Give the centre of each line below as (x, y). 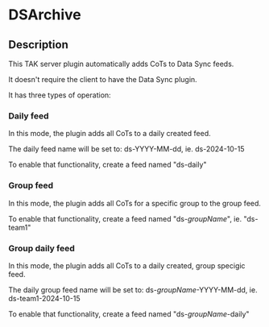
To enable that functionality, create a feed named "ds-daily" (108, 165)
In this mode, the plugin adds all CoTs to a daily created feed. (110, 134)
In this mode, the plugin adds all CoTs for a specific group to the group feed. (135, 203)
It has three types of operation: (60, 95)
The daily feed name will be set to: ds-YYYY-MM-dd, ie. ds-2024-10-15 (126, 149)
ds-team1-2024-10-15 (44, 298)
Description (38, 45)
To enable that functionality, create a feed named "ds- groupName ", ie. (125, 218)
